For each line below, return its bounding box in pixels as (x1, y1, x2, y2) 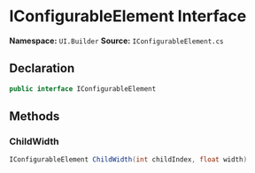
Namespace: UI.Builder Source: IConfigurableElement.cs (9, 35, 224, 46)
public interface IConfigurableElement (9, 84, 157, 94)
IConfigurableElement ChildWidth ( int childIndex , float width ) (9, 155, 248, 164)
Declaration (9, 61, 75, 76)
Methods (9, 109, 60, 124)
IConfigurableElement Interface (9, 6, 247, 26)
